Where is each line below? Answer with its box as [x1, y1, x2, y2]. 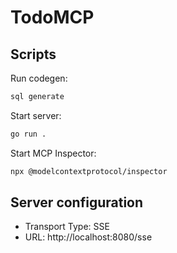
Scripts [10, 46, 57, 63]
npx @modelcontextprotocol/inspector [10, 166, 168, 176]
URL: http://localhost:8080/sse [24, 231, 153, 243]
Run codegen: [10, 72, 68, 84]
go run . [10, 129, 47, 139]
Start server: [10, 109, 62, 121]
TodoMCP [10, 6, 95, 29]
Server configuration [10, 194, 144, 211]
